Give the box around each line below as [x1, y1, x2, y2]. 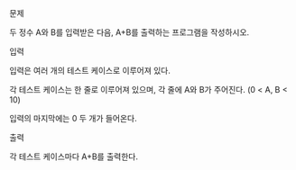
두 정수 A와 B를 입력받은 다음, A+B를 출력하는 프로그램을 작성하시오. [9, 27, 250, 38]
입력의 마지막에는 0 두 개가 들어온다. [9, 113, 137, 123]
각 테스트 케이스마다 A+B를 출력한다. [9, 151, 138, 162]
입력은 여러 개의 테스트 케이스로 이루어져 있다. [9, 66, 171, 76]
